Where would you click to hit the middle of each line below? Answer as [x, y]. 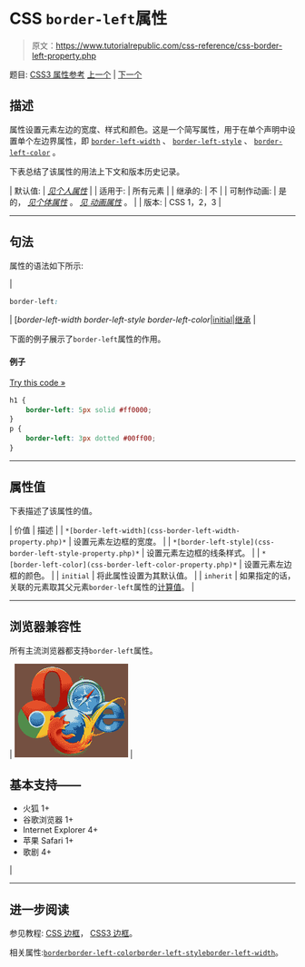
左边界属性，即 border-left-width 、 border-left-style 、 [143, 141]
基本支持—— [45, 785]
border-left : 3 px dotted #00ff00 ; [91, 439]
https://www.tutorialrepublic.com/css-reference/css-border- [169, 45]
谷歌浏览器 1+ [48, 820]
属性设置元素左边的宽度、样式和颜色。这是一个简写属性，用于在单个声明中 [148, 129]
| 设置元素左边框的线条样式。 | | [201, 553]
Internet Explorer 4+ [60, 830]
